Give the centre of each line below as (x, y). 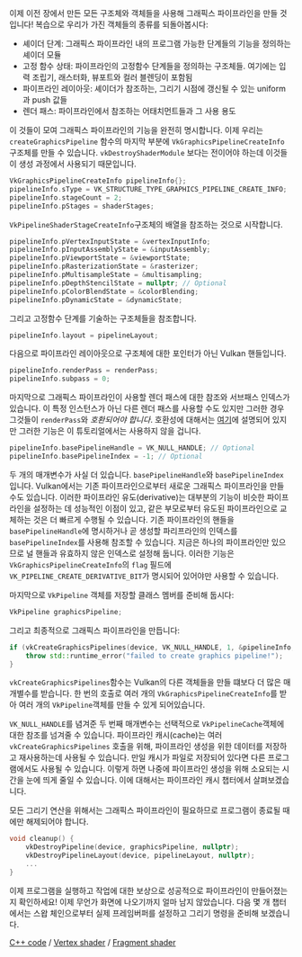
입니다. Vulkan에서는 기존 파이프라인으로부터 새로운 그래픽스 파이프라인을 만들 (147, 486)
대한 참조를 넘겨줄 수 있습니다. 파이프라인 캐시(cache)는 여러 (116, 735)
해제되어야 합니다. (57, 822)
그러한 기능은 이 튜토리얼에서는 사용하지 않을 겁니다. (110, 431)
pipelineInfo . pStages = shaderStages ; (82, 206)
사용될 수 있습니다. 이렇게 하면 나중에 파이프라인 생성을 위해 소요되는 (160, 769)
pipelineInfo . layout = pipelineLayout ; (84, 335)
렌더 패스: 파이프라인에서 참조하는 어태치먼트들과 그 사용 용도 (129, 111)
